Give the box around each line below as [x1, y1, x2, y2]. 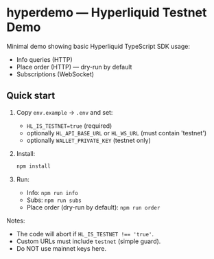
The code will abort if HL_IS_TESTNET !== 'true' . [16, 229, 154, 238]
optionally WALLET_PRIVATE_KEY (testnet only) [26, 136, 152, 144]
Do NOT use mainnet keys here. [16, 244, 107, 252]
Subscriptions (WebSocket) [16, 70, 94, 78]
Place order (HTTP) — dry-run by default [16, 63, 132, 71]
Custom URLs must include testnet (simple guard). [16, 237, 161, 245]
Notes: [6, 216, 25, 225]
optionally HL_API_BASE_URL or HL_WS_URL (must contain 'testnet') [26, 128, 207, 137]
